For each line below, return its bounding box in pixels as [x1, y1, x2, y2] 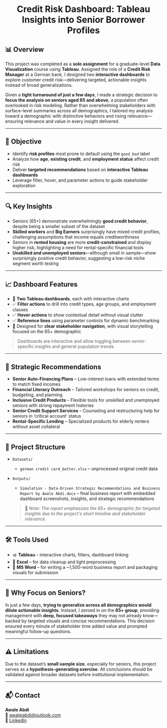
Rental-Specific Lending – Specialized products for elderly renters [12, 418, 150, 425]
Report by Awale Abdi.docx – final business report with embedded [19, 490, 156, 496]
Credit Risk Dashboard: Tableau [16, 3, 151, 15]
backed [5, 618, 21, 624]
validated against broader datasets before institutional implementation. [5, 671, 150, 677]
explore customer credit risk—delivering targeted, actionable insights [5, 77, 147, 83]
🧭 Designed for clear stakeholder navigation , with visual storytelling [12, 323, 153, 329]
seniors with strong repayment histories [12, 403, 94, 409]
